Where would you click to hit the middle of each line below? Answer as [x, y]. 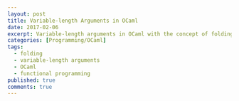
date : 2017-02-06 [33, 27]
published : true [31, 80]
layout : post [27, 14]
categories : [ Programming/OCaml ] [57, 41]
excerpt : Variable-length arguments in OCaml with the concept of [108, 34]
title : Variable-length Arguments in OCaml [73, 21]
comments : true [30, 87]
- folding [28, 54]
